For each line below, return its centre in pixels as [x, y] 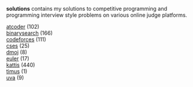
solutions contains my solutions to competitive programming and [87, 9]
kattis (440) [21, 65]
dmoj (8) [17, 52]
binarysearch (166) [29, 33]
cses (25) [18, 46]
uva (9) [15, 78]
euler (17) [18, 58]
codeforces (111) [26, 39]
